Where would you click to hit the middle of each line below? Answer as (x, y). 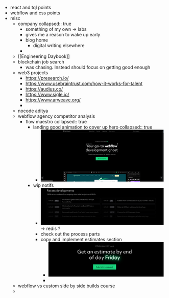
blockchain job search (41, 62)
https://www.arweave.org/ (53, 100)
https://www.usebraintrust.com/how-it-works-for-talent (84, 83)
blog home (37, 40)
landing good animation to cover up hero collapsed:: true (93, 127)
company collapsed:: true (44, 24)
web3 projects (33, 73)
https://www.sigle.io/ (47, 94)
